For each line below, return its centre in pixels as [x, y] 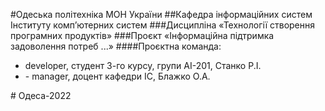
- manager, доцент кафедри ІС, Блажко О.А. [117, 76]
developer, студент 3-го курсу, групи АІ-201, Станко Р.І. [143, 65]
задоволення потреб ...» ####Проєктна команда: [116, 46]
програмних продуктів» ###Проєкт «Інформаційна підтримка [142, 35]
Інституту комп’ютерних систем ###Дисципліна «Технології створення [163, 25]
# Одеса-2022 [41, 95]
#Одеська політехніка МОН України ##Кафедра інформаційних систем [161, 14]
